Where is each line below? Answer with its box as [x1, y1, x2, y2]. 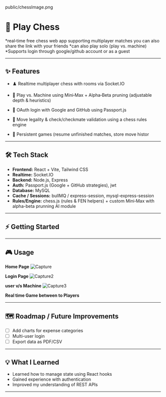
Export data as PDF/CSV [12, 339, 63, 345]
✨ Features [5, 67, 40, 76]
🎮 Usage [5, 248, 34, 256]
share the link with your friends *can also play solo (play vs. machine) [5, 43, 147, 49]
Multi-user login [12, 333, 45, 339]
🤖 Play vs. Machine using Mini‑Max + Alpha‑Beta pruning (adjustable [12, 92, 152, 98]
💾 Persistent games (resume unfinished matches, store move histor [12, 131, 149, 137]
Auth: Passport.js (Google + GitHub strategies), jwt [12, 182, 117, 188]
